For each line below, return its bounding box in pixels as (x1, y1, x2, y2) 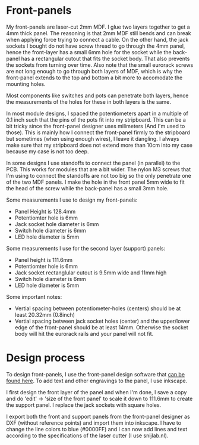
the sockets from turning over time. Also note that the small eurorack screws (6, 61, 194, 69)
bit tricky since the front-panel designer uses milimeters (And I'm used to (6, 122, 185, 129)
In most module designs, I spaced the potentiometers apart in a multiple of (6, 110, 188, 117)
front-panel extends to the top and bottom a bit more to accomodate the (6, 74, 183, 81)
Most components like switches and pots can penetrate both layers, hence (6, 92, 189, 99)
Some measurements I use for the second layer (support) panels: (6, 245, 166, 252)
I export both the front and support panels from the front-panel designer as (6, 413, 190, 420)
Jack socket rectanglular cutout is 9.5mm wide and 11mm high (14, 269, 167, 276)
